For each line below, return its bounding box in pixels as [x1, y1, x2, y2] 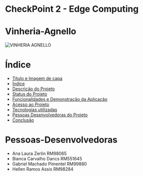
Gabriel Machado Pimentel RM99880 [12, 161, 87, 167]
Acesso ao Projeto [12, 101, 49, 107]
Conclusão [12, 117, 34, 123]
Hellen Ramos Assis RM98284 [12, 166, 73, 172]
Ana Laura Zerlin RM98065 [12, 151, 67, 156]
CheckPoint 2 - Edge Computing [5, 3, 139, 15]
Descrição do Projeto [12, 86, 55, 92]
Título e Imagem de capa [12, 75, 63, 81]
